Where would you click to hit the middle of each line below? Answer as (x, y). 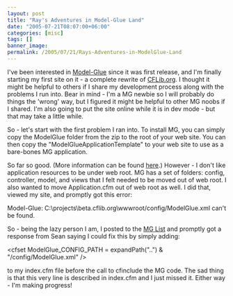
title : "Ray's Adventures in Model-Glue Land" (76, 20)
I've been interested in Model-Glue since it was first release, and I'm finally (114, 72)
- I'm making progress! (40, 285)
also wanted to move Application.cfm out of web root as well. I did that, (109, 187)
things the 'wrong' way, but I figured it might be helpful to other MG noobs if (116, 101)
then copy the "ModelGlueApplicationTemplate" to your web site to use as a (115, 144)
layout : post (26, 14)
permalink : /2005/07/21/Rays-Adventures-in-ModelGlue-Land (95, 53)
